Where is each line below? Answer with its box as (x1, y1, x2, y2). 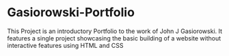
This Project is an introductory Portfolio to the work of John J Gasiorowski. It (7, 27, 223, 35)
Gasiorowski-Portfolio (7, 5, 135, 20)
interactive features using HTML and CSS (7, 41, 124, 49)
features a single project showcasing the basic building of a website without (7, 34, 221, 42)
